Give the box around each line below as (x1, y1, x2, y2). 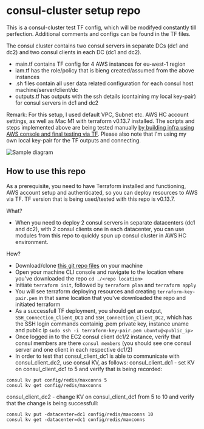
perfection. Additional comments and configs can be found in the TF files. (6, 30, 191, 37)
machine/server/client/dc (15, 86, 79, 93)
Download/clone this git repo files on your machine (15, 262, 143, 269)
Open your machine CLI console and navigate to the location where (15, 268, 184, 276)
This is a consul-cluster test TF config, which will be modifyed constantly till (6, 24, 197, 31)
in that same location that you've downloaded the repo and (38, 294, 186, 301)
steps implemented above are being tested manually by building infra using (6, 124, 194, 131)
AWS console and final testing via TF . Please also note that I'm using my (6, 130, 187, 138)
